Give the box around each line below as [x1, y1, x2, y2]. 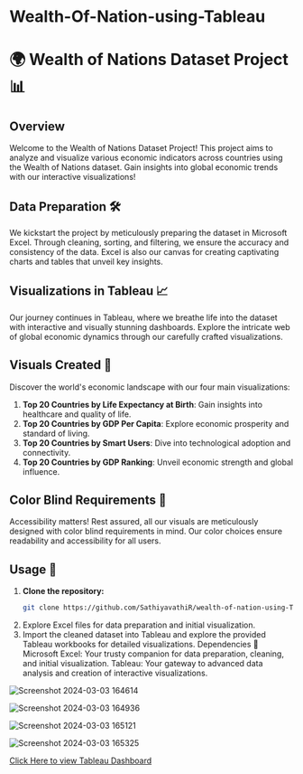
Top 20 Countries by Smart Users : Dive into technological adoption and [22, 437, 291, 448]
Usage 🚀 [9, 562, 57, 577]
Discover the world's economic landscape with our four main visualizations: [9, 382, 290, 392]
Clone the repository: [22, 586, 105, 597]
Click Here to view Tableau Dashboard [9, 755, 152, 766]
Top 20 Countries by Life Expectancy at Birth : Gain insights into [22, 399, 263, 410]
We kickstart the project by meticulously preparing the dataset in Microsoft [9, 228, 288, 238]
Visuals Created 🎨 [9, 357, 113, 373]
